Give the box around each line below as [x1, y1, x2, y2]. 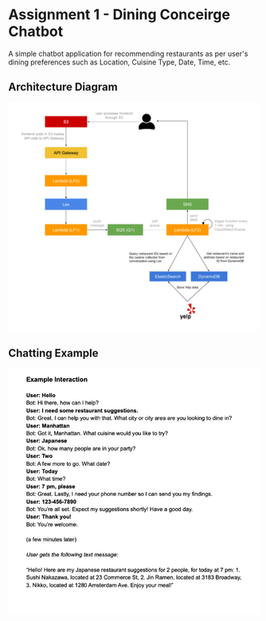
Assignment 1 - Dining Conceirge [8, 6, 231, 24]
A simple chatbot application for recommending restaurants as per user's [8, 49, 248, 58]
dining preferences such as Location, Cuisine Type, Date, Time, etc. [8, 57, 231, 67]
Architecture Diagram [8, 80, 118, 94]
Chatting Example [8, 346, 99, 360]
